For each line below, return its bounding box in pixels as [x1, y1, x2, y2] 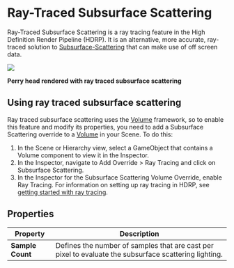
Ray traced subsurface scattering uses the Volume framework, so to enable [7, 115, 224, 123]
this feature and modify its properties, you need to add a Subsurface [7, 123, 204, 131]
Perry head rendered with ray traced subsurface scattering [7, 77, 182, 85]
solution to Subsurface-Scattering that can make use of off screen [27, 42, 218, 51]
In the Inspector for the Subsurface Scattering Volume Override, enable [17, 173, 223, 182]
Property [15, 228, 45, 238]
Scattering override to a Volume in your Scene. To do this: [7, 130, 173, 139]
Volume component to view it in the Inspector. [17, 151, 150, 159]
